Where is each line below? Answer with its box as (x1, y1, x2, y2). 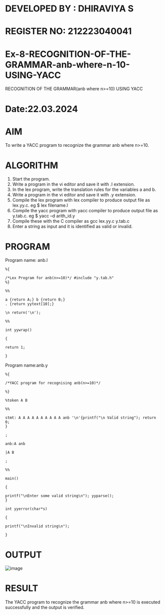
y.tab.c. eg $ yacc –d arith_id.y (12, 213, 75, 219)
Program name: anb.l (5, 257, 48, 263)
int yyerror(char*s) (5, 506, 48, 511)
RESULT (5, 583, 39, 594)
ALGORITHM (5, 160, 58, 171)
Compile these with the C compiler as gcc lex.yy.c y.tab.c (12, 218, 130, 224)
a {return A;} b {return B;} (5, 297, 65, 303)
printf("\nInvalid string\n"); (5, 524, 70, 529)
